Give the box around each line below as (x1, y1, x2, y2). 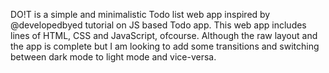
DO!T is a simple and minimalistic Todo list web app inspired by (10, 9, 271, 20)
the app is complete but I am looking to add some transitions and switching (10, 40, 320, 52)
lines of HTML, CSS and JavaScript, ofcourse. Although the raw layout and (10, 30, 318, 41)
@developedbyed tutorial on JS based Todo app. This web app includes (10, 19, 307, 31)
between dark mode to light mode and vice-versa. (10, 51, 217, 63)
